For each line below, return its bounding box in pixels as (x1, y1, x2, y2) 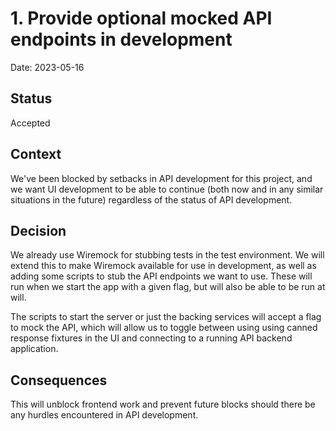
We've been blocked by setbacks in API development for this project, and (10, 172, 313, 184)
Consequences (10, 372, 108, 389)
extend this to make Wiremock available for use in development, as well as (10, 260, 317, 272)
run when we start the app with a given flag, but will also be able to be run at (10, 281, 326, 293)
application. (10, 343, 59, 355)
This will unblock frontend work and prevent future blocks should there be (10, 398, 316, 411)
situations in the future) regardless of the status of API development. (10, 193, 293, 206)
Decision (10, 222, 67, 239)
